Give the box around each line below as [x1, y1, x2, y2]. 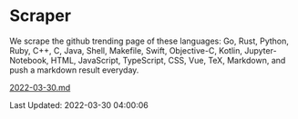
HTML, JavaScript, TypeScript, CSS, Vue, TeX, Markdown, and [50, 55, 286, 65]
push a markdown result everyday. [9, 64, 139, 75]
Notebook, [9, 55, 49, 65]
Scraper [9, 5, 71, 26]
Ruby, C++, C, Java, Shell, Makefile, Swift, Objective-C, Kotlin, [9, 45, 243, 55]
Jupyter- [244, 45, 277, 55]
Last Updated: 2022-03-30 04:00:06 [9, 99, 149, 110]
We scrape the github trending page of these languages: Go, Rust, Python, [9, 35, 290, 46]
